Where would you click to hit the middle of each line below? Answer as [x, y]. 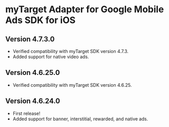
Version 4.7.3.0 [30, 39]
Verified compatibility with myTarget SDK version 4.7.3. [71, 51]
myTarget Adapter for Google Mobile [84, 9]
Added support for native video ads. [51, 57]
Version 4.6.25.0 [33, 73]
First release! [26, 113]
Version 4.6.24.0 [33, 101]
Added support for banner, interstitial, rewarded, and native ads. [80, 119]
